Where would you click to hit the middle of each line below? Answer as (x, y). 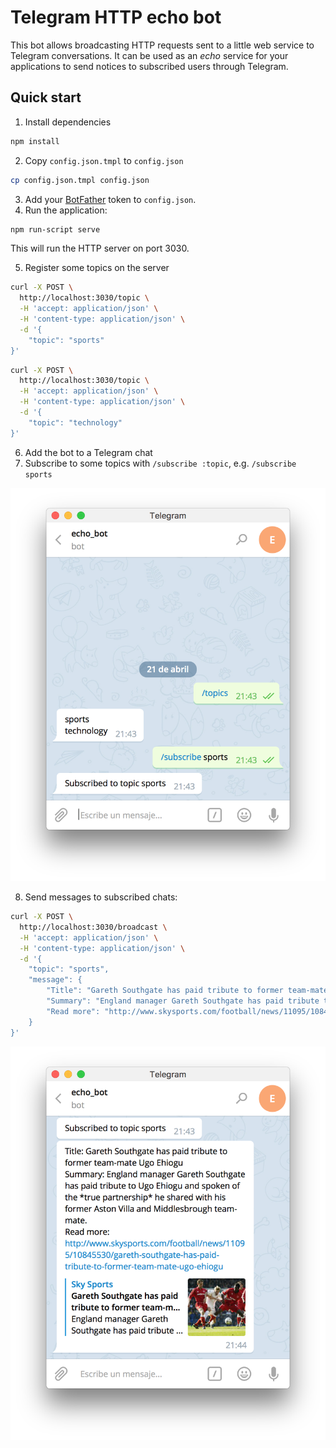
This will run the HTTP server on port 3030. (100, 248)
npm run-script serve (55, 229)
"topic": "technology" (75, 422)
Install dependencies (68, 122)
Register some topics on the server (97, 268)
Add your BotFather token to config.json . (110, 199)
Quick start (46, 97)
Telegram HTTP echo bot (116, 17)
